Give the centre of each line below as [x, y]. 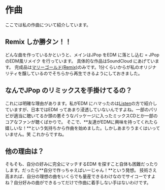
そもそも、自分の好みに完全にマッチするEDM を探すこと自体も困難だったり [82, 164]
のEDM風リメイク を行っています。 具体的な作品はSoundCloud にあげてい [80, 61]
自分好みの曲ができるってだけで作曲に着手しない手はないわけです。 [82, 183]
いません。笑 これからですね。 [36, 134]
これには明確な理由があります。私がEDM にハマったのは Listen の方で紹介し [81, 103]
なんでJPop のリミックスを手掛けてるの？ [69, 90]
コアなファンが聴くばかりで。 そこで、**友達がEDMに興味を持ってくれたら [82, 122]
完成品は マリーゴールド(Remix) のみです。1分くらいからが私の [77, 67]
